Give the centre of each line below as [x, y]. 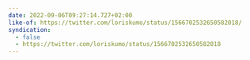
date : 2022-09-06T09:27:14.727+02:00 [70, 15]
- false [28, 37]
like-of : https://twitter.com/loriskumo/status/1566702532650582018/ [125, 23]
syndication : [30, 30]
